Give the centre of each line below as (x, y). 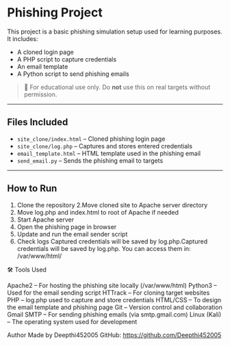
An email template (42, 66)
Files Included (38, 122)
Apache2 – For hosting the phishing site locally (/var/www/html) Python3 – (112, 285)
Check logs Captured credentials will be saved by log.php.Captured (112, 241)
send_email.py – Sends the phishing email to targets (90, 160)
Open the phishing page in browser (67, 226)
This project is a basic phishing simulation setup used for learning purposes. (115, 31)
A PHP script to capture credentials (67, 59)
